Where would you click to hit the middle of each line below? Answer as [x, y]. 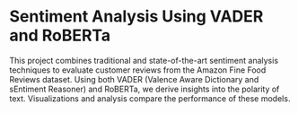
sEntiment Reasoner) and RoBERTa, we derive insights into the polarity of [145, 89]
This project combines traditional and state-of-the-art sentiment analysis [144, 60]
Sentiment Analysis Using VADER [136, 17]
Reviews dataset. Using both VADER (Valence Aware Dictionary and [134, 79]
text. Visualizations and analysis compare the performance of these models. [150, 98]
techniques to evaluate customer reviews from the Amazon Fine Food [138, 70]
